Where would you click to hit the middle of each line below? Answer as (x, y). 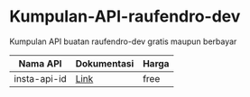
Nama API (40, 63)
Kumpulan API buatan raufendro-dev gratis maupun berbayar (123, 41)
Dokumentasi (105, 63)
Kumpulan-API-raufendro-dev (125, 17)
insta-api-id (41, 78)
